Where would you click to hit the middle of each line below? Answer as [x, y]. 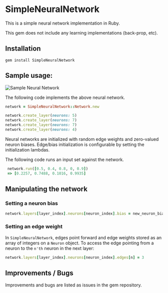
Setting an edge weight [34, 227]
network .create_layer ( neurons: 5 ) [41, 116]
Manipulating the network [46, 189]
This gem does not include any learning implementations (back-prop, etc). [82, 33]
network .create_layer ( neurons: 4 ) [41, 130]
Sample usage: [29, 76]
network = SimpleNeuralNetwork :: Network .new [52, 106]
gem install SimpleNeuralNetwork [40, 60]
